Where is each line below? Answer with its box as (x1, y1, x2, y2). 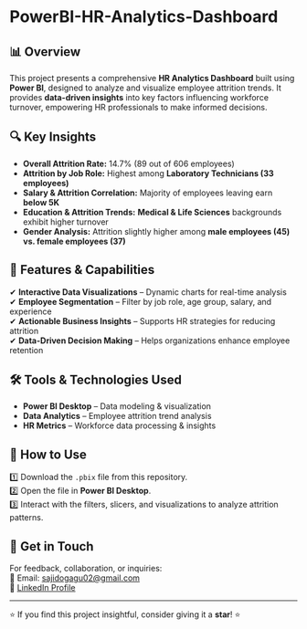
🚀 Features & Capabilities (9, 262, 155, 278)
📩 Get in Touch (9, 539, 94, 554)
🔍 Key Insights (9, 130, 97, 145)
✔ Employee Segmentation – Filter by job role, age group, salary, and (9, 296, 272, 307)
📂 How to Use (9, 446, 87, 462)
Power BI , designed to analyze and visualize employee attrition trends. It (9, 82, 281, 93)
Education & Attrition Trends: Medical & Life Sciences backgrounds (22, 206, 282, 217)
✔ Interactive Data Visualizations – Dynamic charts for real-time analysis (9, 286, 288, 298)
